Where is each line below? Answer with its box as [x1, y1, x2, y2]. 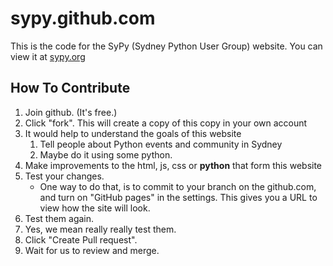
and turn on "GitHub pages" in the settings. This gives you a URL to [39, 191, 318, 203]
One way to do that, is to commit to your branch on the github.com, [39, 180, 317, 192]
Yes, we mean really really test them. [24, 223, 177, 235]
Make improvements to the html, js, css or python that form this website [24, 159, 323, 171]
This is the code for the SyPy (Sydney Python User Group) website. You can [10, 40, 323, 52]
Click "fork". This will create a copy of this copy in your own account [24, 117, 308, 129]
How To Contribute [10, 80, 131, 97]
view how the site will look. [39, 202, 151, 214]
